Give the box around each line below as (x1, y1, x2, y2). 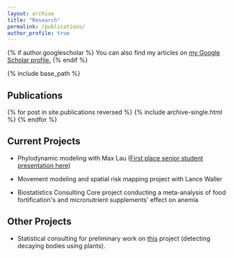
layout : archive (7, 10, 54, 17)
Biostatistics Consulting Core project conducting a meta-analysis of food (17, 188, 226, 197)
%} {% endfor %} (7, 115, 58, 124)
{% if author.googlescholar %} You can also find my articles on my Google (7, 49, 220, 57)
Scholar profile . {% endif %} (7, 56, 88, 65)
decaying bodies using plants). (17, 241, 106, 250)
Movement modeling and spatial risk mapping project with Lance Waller (17, 174, 223, 183)
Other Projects (7, 216, 72, 228)
